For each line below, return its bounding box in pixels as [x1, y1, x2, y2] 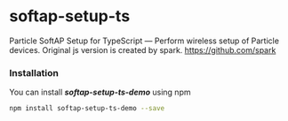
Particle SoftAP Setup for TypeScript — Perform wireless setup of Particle [9, 35, 280, 46]
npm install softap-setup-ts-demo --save [9, 104, 165, 113]
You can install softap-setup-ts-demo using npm [9, 87, 191, 98]
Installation [9, 66, 60, 79]
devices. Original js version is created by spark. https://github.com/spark [9, 44, 276, 55]
